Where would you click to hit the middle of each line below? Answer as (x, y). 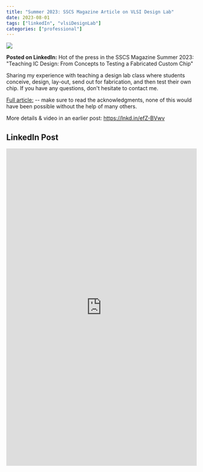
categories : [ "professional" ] (44, 29)
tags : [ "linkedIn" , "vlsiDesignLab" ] (54, 23)
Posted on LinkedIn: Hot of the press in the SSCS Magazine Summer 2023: (100, 57)
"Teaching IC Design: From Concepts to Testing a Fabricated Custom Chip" (100, 64)
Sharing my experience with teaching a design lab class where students (96, 76)
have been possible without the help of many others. (72, 107)
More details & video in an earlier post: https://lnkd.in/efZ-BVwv (85, 118)
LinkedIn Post (32, 137)
